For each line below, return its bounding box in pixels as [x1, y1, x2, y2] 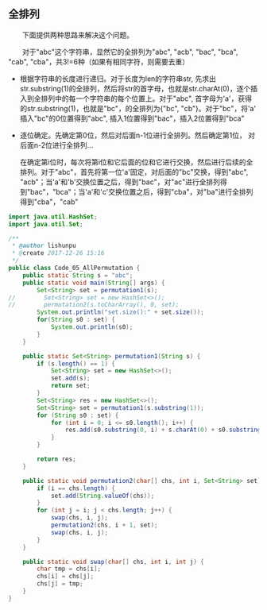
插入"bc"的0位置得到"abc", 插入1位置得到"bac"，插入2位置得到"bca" [19, 114, 245, 123]
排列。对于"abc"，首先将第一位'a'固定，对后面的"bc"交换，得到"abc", [19, 167, 249, 176]
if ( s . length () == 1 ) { [37, 360, 115, 368]
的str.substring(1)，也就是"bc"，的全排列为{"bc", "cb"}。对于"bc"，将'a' [19, 103, 257, 113]
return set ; [50, 382, 91, 390]
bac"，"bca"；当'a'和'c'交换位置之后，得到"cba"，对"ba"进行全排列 [30, 187, 253, 196]
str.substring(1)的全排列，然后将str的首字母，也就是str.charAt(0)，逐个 [19, 83, 251, 93]
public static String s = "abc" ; [22, 271, 133, 280]
